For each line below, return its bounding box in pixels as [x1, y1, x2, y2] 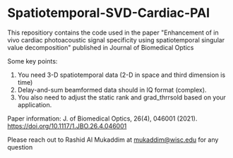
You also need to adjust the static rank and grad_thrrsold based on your [17, 93, 226, 102]
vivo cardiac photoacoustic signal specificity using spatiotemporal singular [7, 35, 225, 44]
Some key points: [7, 56, 58, 65]
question [7, 142, 33, 151]
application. [17, 100, 52, 109]
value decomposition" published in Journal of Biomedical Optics [7, 43, 194, 51]
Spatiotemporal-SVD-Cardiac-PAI [7, 5, 210, 21]
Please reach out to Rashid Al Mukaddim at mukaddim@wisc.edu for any [7, 135, 219, 144]
